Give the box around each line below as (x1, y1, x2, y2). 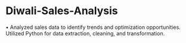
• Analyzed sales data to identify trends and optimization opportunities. (5, 24, 181, 31)
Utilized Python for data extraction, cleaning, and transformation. (5, 29, 165, 37)
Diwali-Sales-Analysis (5, 4, 119, 18)
